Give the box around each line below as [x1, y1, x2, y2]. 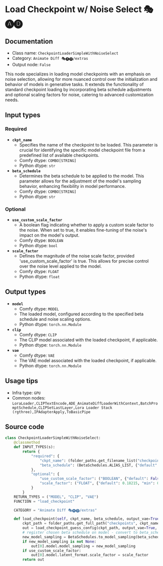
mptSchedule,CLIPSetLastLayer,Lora [12, 405, 84, 410]
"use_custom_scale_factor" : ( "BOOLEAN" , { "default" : [39, 476, 149, 481]
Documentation [5, 37, 53, 45]
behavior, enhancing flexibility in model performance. [19, 183, 126, 189]
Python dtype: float [19, 274, 60, 279]
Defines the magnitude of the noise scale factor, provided [19, 253, 135, 258]
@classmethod [14, 440, 40, 445]
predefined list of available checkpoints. [19, 152, 99, 158]
